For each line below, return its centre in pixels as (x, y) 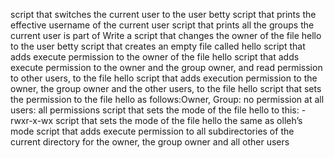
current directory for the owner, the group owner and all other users (150, 142)
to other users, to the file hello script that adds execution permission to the (164, 78)
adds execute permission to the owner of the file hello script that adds (155, 57)
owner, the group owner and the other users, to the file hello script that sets (166, 88)
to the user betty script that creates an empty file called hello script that (158, 46)
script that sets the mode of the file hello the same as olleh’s (179, 120)
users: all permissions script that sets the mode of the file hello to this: (155, 110)
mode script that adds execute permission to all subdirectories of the (152, 131)
